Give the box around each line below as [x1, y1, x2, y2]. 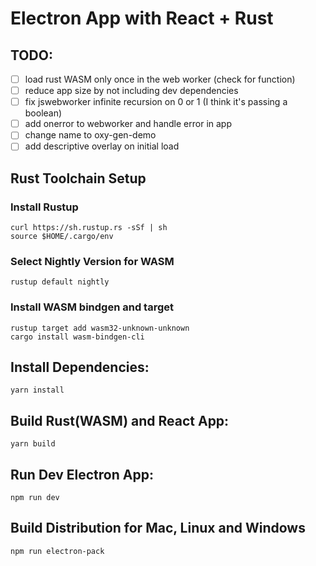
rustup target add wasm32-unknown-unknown [10, 323, 190, 333]
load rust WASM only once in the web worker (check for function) [24, 73, 296, 85]
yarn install [10, 385, 65, 396]
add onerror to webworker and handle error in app [24, 118, 232, 130]
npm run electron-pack [10, 546, 105, 556]
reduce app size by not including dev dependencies [24, 85, 239, 97]
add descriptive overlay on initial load [24, 140, 180, 152]
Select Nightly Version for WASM [10, 254, 175, 268]
